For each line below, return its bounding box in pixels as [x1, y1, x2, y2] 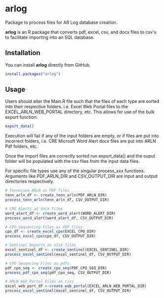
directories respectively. [5, 178, 54, 184]
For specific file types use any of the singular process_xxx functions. [5, 168, 145, 174]
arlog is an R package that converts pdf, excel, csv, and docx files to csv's [5, 29, 157, 35]
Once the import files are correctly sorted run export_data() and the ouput [5, 153, 156, 159]
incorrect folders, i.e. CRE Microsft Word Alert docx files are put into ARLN [5, 138, 157, 144]
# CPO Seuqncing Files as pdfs [5, 261, 70, 266]
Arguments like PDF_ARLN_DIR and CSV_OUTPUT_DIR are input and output [5, 173, 158, 179]
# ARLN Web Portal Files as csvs [5, 279, 74, 284]
